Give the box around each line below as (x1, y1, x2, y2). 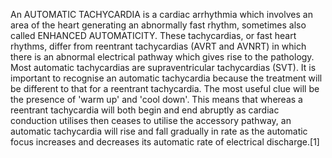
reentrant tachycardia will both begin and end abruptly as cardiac (10, 104, 280, 116)
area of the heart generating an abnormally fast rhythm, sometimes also (10, 19, 307, 31)
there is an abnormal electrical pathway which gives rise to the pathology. (10, 51, 315, 63)
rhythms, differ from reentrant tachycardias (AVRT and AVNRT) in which (10, 40, 307, 52)
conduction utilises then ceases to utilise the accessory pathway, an (10, 115, 292, 126)
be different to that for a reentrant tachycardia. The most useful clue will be (10, 83, 320, 94)
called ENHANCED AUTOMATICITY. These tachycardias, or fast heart (10, 30, 297, 41)
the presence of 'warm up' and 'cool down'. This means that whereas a (10, 94, 303, 105)
